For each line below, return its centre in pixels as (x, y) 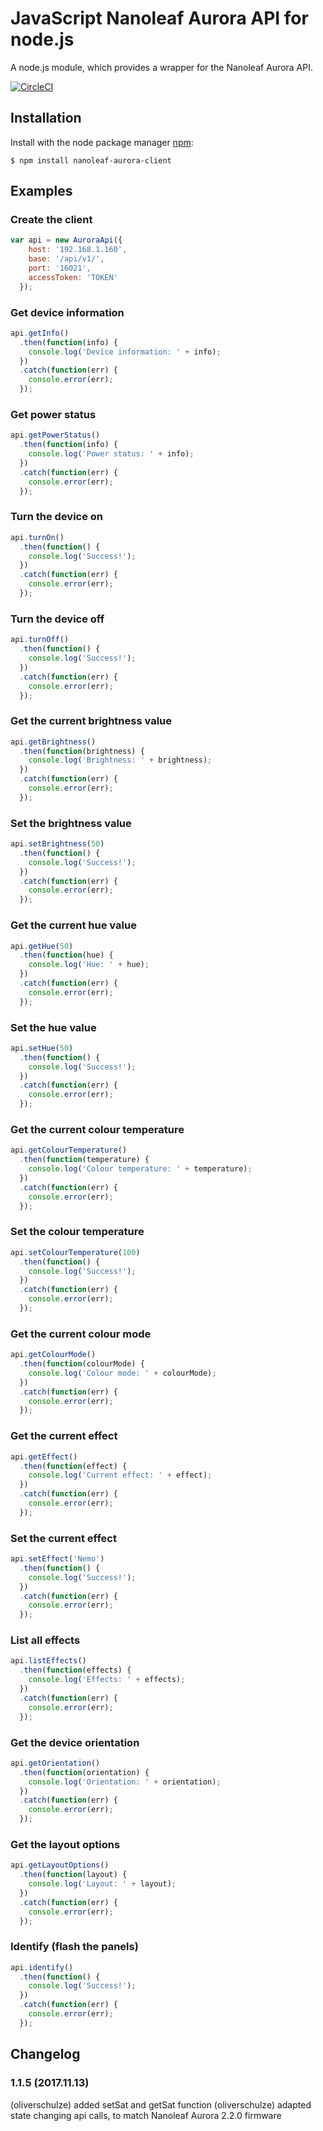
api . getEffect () (44, 1457)
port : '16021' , (60, 268)
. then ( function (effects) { (75, 1670)
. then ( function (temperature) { (84, 1160)
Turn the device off (57, 619)
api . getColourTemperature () (69, 1150)
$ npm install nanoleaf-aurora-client (91, 160)
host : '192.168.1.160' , (78, 250)
